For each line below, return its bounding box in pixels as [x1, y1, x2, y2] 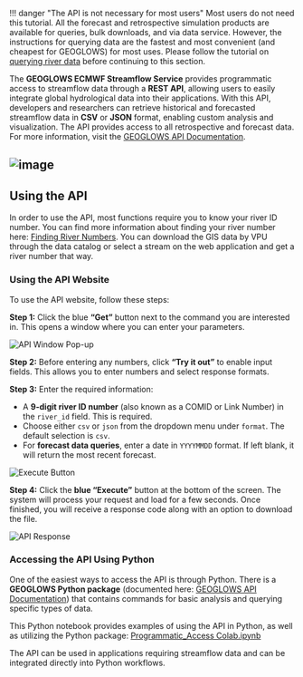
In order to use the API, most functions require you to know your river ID [9, 212, 278, 223]
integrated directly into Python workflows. [9, 657, 166, 668]
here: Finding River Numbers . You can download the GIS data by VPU [9, 231, 269, 243]
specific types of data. [9, 603, 93, 614]
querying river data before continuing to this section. [9, 56, 206, 66]
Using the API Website [9, 274, 110, 286]
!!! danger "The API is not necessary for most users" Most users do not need [9, 8, 295, 18]
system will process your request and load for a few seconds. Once [9, 494, 260, 505]
